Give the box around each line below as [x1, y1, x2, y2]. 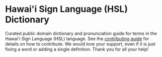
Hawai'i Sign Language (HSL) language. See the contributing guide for [5, 36, 149, 42]
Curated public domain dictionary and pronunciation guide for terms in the [5, 30, 158, 36]
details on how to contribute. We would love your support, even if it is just [5, 41, 156, 47]
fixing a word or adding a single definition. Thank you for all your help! [5, 46, 149, 52]
